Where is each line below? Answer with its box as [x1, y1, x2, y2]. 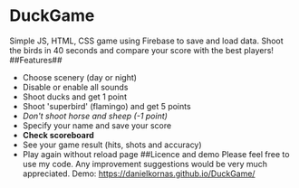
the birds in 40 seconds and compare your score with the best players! [9, 44, 275, 55]
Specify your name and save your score [22, 119, 172, 131]
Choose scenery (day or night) [22, 71, 138, 82]
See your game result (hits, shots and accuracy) [22, 139, 202, 150]
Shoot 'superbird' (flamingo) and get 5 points [22, 100, 192, 111]
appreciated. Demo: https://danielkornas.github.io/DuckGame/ [22, 168, 256, 179]
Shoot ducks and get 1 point [22, 91, 127, 102]
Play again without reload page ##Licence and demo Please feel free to [22, 148, 290, 159]
